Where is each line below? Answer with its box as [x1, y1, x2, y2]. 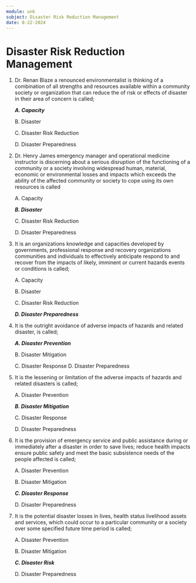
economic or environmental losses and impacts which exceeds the [14, 171, 176, 178]
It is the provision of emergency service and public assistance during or [14, 437, 188, 444]
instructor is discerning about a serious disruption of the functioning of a [14, 159, 191, 166]
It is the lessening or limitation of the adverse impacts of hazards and [14, 374, 182, 381]
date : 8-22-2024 [6, 19, 46, 25]
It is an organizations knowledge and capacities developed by [14, 240, 164, 247]
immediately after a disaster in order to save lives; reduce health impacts [14, 443, 191, 450]
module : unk [6, 8, 35, 15]
